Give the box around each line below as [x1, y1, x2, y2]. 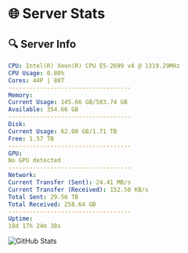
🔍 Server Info [8, 37, 77, 51]
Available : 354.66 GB [8, 106, 79, 114]
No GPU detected [8, 157, 61, 164]
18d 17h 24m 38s [8, 222, 61, 230]
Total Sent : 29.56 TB [8, 193, 79, 201]
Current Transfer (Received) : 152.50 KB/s [8, 186, 149, 193]
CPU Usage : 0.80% [8, 69, 65, 77]
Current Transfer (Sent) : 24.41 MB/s [8, 179, 132, 186]
